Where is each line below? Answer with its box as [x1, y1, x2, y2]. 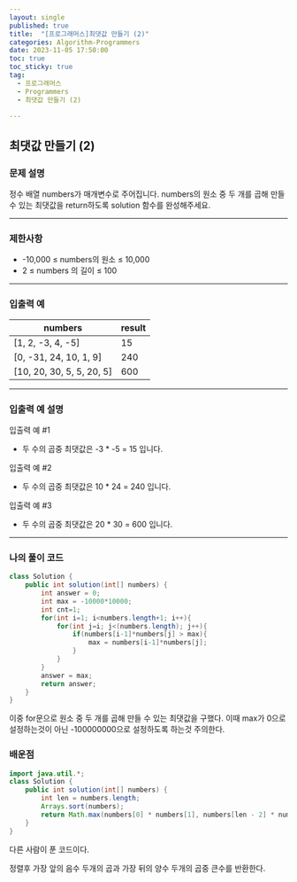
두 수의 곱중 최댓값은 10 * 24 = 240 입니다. [21, 480, 171, 492]
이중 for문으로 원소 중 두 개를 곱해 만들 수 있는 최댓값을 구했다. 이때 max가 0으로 [9, 713, 286, 723]
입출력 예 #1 [9, 425, 50, 435]
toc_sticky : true [9, 63, 73, 72]
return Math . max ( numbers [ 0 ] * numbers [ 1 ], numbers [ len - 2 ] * [41, 810, 275, 819]
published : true [9, 21, 69, 30]
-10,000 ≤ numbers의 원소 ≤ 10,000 [21, 254, 150, 265]
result [120, 321, 147, 333]
